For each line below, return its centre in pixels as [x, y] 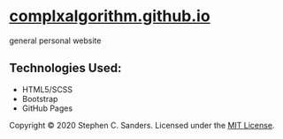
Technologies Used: [65, 68]
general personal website [55, 40]
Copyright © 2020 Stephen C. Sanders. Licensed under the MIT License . [142, 125]
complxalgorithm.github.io [110, 16]
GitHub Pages [47, 108]
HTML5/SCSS [47, 89]
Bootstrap [40, 99]
